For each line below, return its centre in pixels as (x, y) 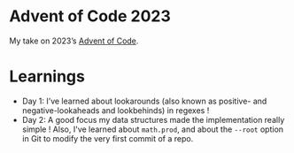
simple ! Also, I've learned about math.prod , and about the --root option (153, 129)
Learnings (47, 76)
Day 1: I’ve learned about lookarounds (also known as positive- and (144, 101)
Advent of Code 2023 (90, 16)
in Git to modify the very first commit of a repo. (108, 138)
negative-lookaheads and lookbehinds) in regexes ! (116, 110)
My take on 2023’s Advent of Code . (74, 41)
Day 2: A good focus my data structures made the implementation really (153, 119)
